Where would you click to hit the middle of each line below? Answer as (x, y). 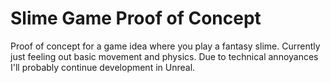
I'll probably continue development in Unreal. (103, 67)
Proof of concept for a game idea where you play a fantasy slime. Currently (165, 46)
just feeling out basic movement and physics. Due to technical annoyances (164, 56)
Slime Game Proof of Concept (136, 18)
